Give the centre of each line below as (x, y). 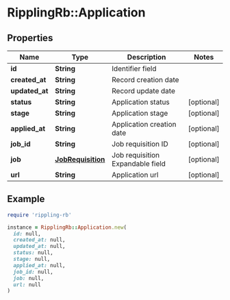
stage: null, (32, 259)
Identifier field (134, 68)
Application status (141, 102)
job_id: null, (33, 272)
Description (146, 57)
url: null (27, 285)
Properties (30, 38)
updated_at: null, (40, 247)
